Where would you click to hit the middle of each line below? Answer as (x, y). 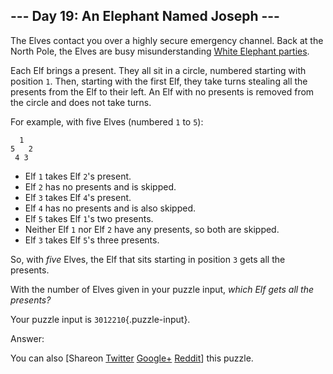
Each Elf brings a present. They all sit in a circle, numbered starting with (158, 70)
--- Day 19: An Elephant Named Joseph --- (145, 16)
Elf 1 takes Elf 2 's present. (78, 176)
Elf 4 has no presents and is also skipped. (110, 208)
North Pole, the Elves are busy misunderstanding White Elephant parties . (160, 51)
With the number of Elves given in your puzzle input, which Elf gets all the (162, 289)
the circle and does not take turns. (81, 102)
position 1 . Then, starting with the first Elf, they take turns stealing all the (159, 81)
